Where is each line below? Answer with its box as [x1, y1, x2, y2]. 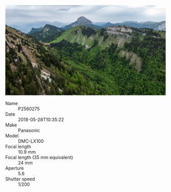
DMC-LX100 [18, 138, 44, 144]
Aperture [5, 165, 24, 171]
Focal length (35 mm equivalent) [5, 154, 73, 160]
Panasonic [18, 127, 40, 133]
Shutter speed [5, 176, 35, 182]
